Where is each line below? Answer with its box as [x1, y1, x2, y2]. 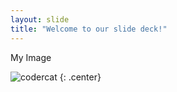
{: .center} [59, 71, 102, 83]
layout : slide [10, 14, 70, 25]
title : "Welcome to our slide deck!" [10, 24, 168, 34]
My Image [10, 51, 52, 63]
